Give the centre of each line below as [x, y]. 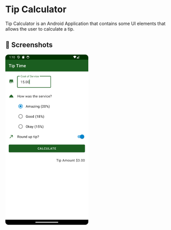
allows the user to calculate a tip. [40, 29]
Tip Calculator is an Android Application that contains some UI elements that [86, 23]
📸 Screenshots [29, 45]
